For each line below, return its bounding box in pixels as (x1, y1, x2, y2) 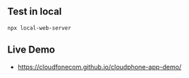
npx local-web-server (7, 24, 72, 31)
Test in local (7, 6, 63, 18)
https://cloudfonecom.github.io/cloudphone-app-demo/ (17, 62, 182, 71)
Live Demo (7, 44, 55, 56)
